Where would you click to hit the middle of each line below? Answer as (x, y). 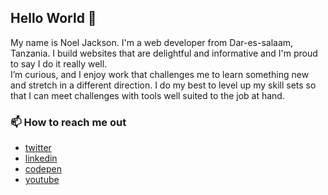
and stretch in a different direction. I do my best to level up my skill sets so (163, 85)
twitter (38, 148)
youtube (42, 180)
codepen (43, 169)
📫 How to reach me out (68, 122)
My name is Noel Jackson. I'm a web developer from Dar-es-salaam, (152, 42)
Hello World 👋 (53, 18)
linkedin (41, 158)
